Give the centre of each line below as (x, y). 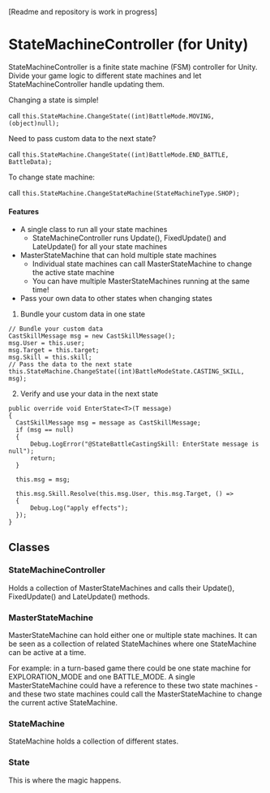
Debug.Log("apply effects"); (79, 508)
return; (43, 459)
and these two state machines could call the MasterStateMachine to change (135, 694)
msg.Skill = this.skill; (50, 358)
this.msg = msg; (43, 480)
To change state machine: (52, 177)
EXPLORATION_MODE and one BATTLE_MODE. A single (102, 677)
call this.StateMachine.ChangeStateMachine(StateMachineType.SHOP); (124, 192)
